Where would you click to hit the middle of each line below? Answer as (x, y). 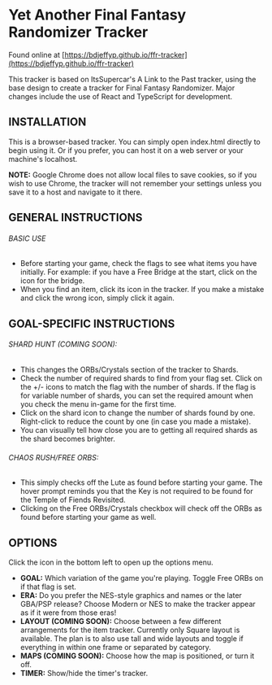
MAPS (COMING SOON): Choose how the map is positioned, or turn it (137, 656)
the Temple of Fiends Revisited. (73, 500)
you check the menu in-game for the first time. (98, 404)
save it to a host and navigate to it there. (76, 192)
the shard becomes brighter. (67, 438)
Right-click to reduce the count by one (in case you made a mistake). (136, 421)
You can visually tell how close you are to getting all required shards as (139, 430)
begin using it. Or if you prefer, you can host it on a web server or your (126, 150)
